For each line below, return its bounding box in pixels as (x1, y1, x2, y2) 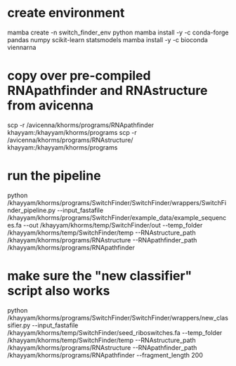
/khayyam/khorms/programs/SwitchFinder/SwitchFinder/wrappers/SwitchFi (7, 198, 227, 207)
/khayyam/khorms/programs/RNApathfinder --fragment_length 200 (7, 351, 204, 359)
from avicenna (7, 98, 93, 114)
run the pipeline (7, 168, 101, 184)
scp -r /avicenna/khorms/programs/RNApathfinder (7, 121, 155, 129)
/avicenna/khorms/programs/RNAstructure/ (7, 136, 133, 144)
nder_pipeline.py (7, 206, 56, 214)
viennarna (7, 43, 37, 51)
